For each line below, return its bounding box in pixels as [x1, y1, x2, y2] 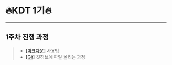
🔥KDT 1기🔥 [5, 5, 52, 16]
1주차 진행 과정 [5, 33, 49, 41]
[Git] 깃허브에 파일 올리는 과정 [25, 54, 85, 60]
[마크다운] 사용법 [25, 47, 59, 54]
